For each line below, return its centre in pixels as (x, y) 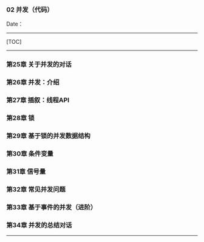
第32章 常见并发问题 (36, 189)
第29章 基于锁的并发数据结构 (49, 136)
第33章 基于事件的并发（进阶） (52, 207)
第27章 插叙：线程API (38, 100)
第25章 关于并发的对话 (39, 64)
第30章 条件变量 (30, 153)
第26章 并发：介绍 (33, 82)
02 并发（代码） (30, 9)
